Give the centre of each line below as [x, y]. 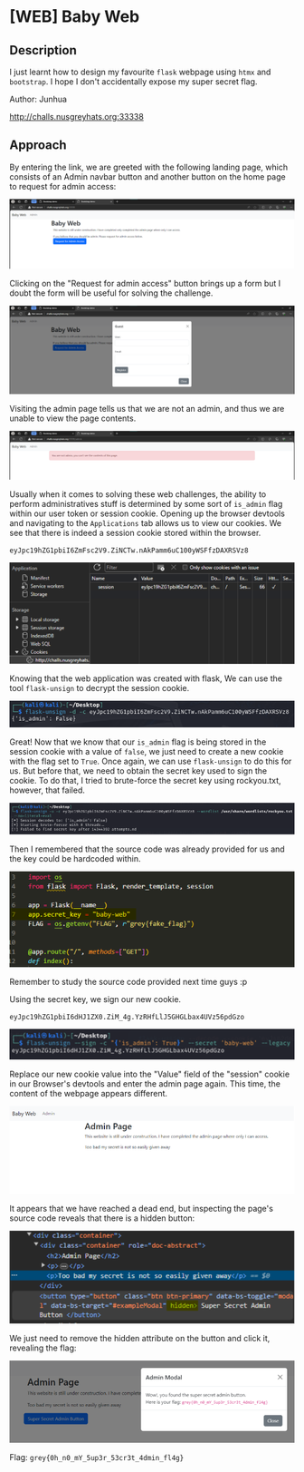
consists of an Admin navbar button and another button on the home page [148, 176]
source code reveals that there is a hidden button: [102, 1218]
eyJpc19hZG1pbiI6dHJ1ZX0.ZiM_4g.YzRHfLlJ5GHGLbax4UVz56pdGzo [127, 1017]
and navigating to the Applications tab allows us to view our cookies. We [146, 523]
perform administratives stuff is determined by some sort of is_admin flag [146, 504]
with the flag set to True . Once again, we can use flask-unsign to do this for [151, 761]
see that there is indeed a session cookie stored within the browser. [135, 533]
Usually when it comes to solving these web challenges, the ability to [138, 494]
